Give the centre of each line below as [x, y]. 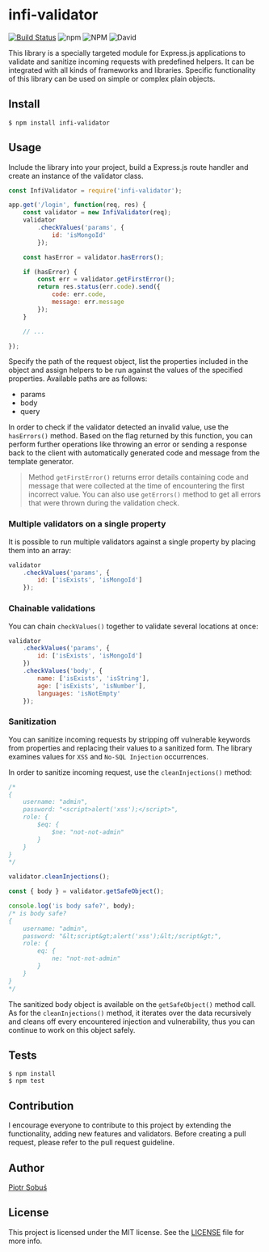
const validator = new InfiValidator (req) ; [97, 213]
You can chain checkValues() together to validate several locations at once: [133, 626]
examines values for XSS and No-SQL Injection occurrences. [108, 756]
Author [26, 1167]
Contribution [41, 1106]
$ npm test [27, 1081]
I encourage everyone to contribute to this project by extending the [120, 1125]
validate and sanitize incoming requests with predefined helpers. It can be [131, 61]
